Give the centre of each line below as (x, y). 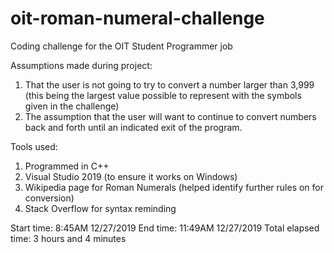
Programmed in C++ (67, 166)
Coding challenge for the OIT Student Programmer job (121, 46)
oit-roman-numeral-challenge (137, 18)
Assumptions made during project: (81, 65)
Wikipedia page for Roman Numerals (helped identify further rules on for (174, 187)
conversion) (49, 198)
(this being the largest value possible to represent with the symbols (163, 95)
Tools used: (34, 146)
